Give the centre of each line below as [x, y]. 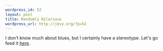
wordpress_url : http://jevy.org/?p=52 [46, 24]
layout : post [19, 14]
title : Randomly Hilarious [33, 19]
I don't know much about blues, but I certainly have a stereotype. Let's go [82, 38]
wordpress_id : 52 [23, 10]
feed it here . [18, 43]
